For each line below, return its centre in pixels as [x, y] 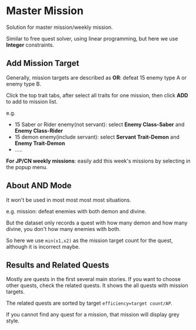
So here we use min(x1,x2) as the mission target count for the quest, [89, 240]
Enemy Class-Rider [39, 130]
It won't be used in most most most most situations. [69, 200]
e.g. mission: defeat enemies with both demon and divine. [76, 211]
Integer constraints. [30, 45]
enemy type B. [24, 84]
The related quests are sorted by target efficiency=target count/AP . [89, 303]
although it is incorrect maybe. [43, 246]
